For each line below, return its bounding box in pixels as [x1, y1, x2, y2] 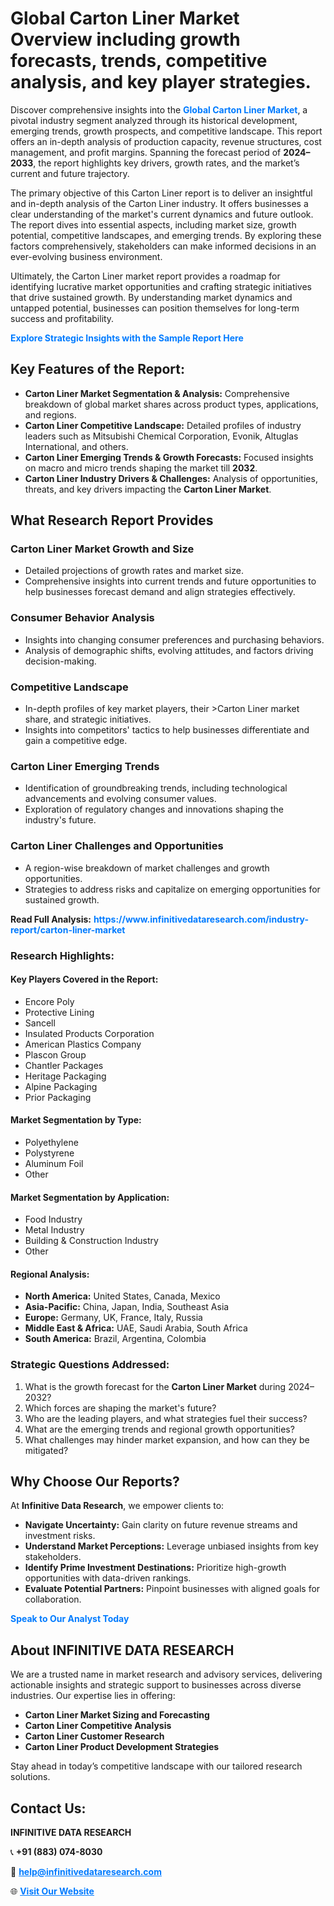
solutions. [10, 1771, 51, 1783]
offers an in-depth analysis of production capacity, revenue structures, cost [10, 135, 322, 147]
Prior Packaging [24, 1091, 92, 1103]
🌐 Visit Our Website [10, 1885, 95, 1897]
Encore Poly [24, 995, 75, 1007]
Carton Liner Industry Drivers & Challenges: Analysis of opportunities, [24, 472, 318, 484]
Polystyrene [24, 1147, 75, 1159]
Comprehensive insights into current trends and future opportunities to [24, 575, 317, 587]
